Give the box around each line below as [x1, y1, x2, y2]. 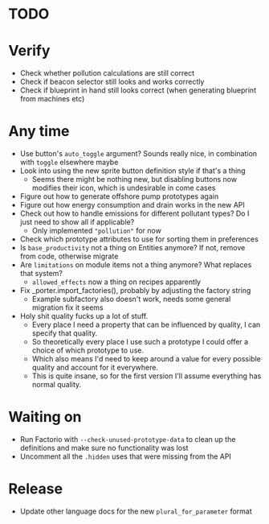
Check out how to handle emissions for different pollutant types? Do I [19, 208, 250, 218]
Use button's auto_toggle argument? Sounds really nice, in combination [19, 149, 258, 159]
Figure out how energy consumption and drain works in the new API [19, 200, 245, 210]
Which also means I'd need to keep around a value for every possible [31, 354, 261, 364]
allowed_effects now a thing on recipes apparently [31, 277, 202, 287]
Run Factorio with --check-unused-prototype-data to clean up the [19, 435, 236, 444]
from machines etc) [19, 94, 85, 104]
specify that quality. [31, 328, 98, 338]
